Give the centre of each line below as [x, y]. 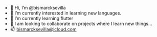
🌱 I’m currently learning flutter [42, 18]
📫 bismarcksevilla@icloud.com [43, 29]
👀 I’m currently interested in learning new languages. [66, 13]
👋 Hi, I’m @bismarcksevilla [38, 8]
